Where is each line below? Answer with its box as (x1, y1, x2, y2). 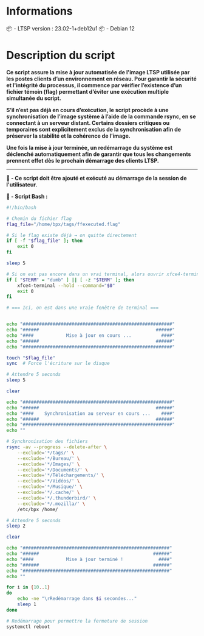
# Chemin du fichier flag (6, 215, 72, 222)
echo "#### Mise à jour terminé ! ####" (6, 556, 172, 562)
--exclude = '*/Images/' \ (17, 461, 80, 467)
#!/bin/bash (6, 204, 36, 211)
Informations (6, 4, 73, 18)
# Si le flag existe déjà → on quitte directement (6, 232, 137, 238)
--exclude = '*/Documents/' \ (17, 467, 88, 473)
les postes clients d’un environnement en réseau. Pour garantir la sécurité (6, 75, 197, 82)
